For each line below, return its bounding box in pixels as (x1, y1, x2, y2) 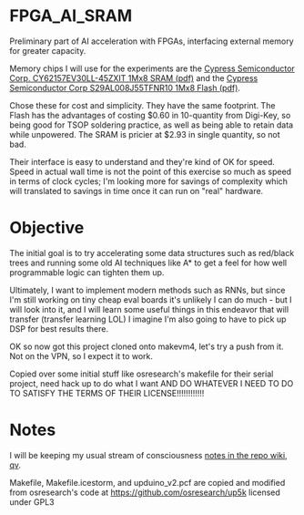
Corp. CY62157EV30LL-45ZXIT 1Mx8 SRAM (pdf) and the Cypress (9, 72, 258, 83)
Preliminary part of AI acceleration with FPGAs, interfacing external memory (9, 36, 294, 46)
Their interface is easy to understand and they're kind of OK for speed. (9, 156, 276, 167)
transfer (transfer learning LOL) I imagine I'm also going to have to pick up (9, 314, 287, 324)
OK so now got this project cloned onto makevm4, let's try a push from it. (9, 341, 284, 352)
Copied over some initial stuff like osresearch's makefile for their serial (9, 368, 274, 379)
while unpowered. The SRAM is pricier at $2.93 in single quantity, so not (9, 129, 280, 139)
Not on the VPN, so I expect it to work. (9, 350, 153, 361)
